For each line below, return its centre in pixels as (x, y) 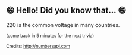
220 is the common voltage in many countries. (63, 25)
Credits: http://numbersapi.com (38, 46)
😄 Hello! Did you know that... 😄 (66, 10)
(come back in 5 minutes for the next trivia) (50, 36)
